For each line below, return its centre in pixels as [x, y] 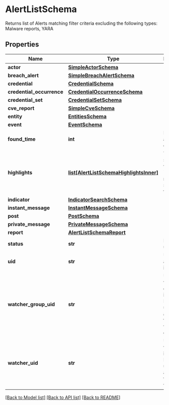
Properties [22, 45]
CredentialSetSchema [95, 100]
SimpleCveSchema [91, 108]
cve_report [21, 108]
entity [15, 116]
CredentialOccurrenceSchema [105, 92]
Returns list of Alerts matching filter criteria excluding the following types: [81, 23]
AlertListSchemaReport [97, 232]
